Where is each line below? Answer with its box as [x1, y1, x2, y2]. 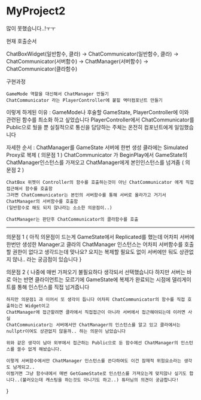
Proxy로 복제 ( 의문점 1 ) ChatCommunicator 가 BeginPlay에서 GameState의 [6, 151, 188, 158]
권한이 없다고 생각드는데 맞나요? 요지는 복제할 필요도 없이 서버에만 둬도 [12, 248, 178, 255]
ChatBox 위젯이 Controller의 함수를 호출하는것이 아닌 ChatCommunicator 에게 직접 [6, 179, 194, 185]
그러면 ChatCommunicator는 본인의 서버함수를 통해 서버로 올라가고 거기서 [6, 192, 166, 198]
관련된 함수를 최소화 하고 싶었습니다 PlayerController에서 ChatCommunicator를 [6, 116, 194, 123]
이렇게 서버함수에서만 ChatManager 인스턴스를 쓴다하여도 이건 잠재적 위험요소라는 [6, 357, 181, 363]
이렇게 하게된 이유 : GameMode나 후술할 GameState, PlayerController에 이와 [6, 108, 190, 116]
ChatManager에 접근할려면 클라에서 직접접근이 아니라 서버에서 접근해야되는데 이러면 [6, 309, 185, 315]
